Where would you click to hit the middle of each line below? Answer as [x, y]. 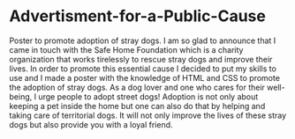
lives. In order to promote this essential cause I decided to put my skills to [143, 69]
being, [21, 96]
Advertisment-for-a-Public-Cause [138, 16]
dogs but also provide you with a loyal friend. [91, 124]
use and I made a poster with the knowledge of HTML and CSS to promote [145, 77]
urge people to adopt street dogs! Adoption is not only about [148, 96]
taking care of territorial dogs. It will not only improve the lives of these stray [148, 115]
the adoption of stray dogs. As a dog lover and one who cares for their [137, 87]
